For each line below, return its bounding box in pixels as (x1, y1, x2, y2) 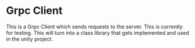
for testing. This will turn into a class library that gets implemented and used (6, 29, 189, 36)
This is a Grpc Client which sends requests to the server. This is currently (6, 23, 183, 30)
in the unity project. (6, 35, 53, 42)
